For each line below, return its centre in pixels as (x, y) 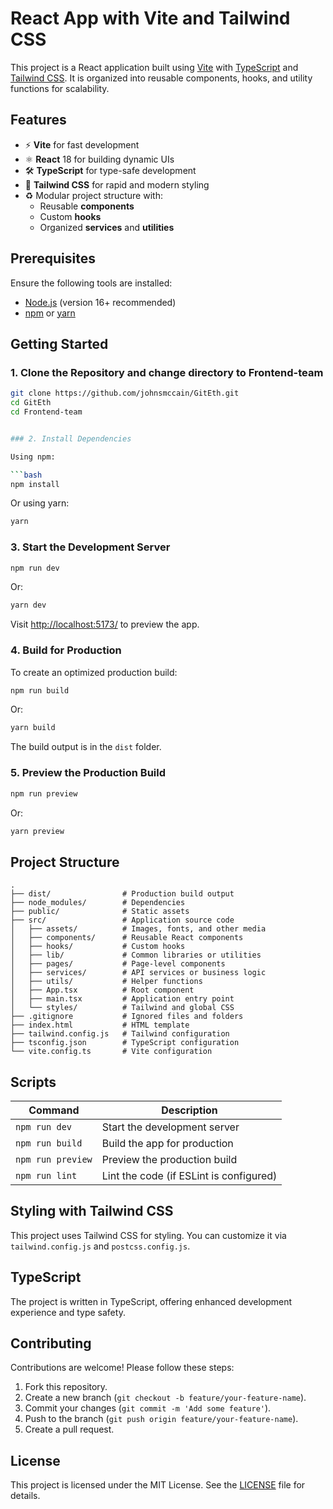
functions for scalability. (60, 88)
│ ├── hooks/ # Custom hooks (98, 947)
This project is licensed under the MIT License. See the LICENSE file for (158, 1485)
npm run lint (46, 1176)
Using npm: (33, 457)
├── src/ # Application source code (122, 920)
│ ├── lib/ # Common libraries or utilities (136, 955)
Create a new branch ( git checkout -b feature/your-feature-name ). (165, 1398)
